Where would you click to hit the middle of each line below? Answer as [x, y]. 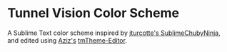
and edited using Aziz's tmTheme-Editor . [67, 40]
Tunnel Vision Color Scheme [94, 13]
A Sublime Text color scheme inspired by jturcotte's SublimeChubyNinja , [114, 33]
